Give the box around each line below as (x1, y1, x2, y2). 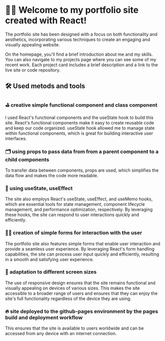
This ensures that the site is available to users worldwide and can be (5, 325, 144, 331)
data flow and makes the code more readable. (5, 172, 99, 178)
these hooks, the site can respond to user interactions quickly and (5, 212, 139, 218)
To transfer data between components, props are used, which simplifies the (5, 167, 159, 173)
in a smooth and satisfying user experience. (5, 256, 94, 262)
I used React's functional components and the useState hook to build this (5, 114, 154, 120)
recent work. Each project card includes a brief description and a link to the (5, 62, 158, 68)
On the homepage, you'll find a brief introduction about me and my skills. (5, 51, 153, 57)
